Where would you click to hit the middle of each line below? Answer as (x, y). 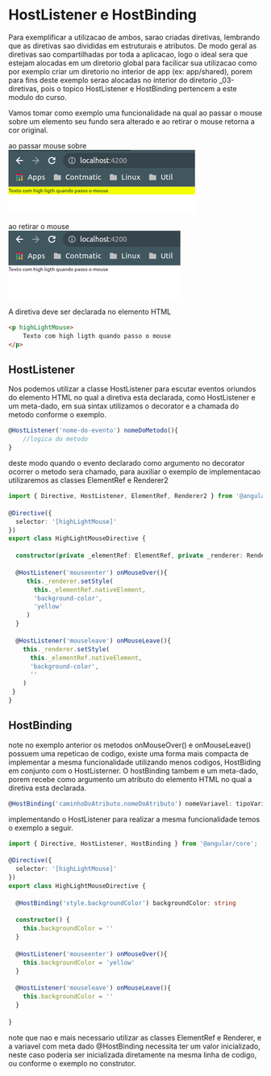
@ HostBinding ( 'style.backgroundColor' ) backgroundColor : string (126, 903)
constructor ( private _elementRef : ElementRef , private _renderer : (129, 556)
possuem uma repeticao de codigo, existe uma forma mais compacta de (129, 753)
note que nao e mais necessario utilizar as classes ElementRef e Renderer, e (135, 1037)
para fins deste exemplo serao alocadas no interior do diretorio (113, 80)
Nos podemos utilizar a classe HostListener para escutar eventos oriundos (132, 389)
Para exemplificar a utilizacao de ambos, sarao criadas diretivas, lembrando (134, 37)
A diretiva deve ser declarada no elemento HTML (90, 312)
